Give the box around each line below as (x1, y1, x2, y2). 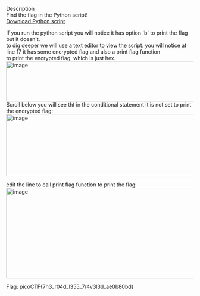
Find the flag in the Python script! (6, 11, 88, 18)
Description (6, 5, 35, 12)
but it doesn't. (6, 36, 40, 42)
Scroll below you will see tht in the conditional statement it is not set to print (6, 101, 192, 108)
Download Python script (6, 18, 65, 24)
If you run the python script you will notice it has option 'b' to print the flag (6, 29, 188, 36)
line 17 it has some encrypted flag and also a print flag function (6, 48, 161, 55)
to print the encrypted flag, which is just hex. (6, 55, 116, 61)
